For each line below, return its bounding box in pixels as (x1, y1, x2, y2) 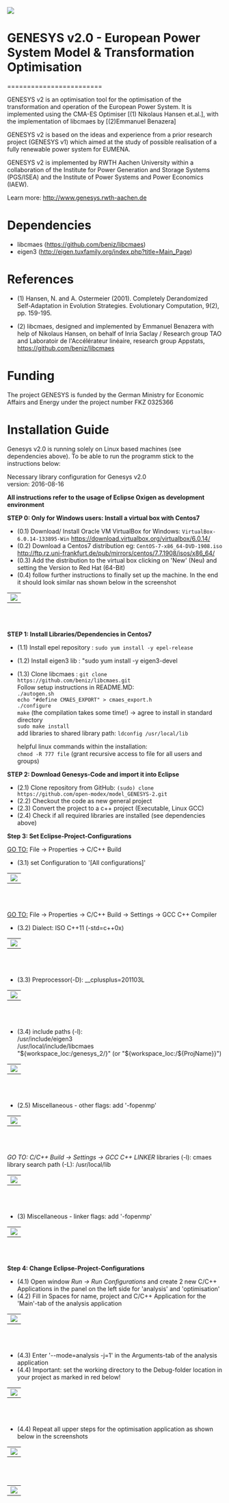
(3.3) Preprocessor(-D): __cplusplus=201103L (16, 975, 145, 984)
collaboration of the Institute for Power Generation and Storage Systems (7, 165, 211, 174)
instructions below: (7, 459, 61, 467)
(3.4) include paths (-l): (16, 1027, 83, 1035)
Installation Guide (7, 422, 109, 438)
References (7, 272, 74, 287)
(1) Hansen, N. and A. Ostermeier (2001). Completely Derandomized (16, 294, 208, 303)
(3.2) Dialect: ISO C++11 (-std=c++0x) (16, 923, 124, 932)
